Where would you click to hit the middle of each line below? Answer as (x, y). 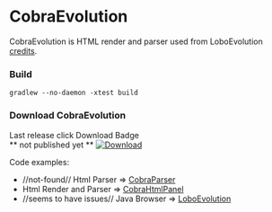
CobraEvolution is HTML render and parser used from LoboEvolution (136, 41)
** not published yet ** (52, 145)
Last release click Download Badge (74, 135)
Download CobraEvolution (68, 116)
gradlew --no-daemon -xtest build (74, 93)
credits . (23, 50)
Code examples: (39, 162)
